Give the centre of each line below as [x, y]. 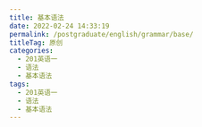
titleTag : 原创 [36, 42]
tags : [19, 84]
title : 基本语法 [37, 17]
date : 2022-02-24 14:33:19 [59, 26]
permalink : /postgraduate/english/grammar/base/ [101, 34]
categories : [31, 51]
